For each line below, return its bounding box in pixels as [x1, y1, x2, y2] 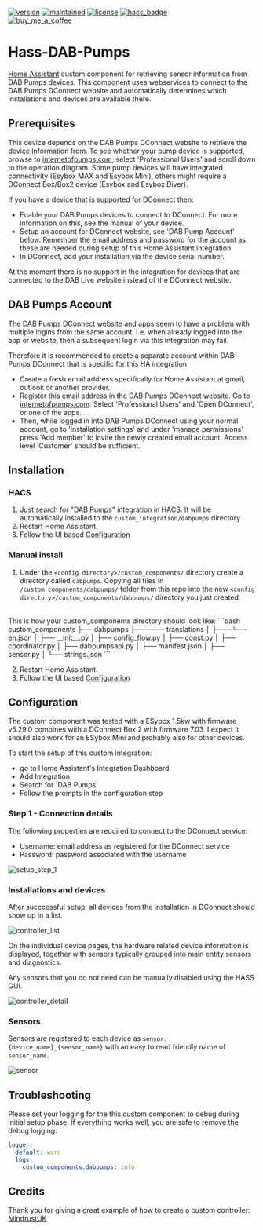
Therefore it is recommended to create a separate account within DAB [8, 350, 235, 360]
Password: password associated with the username [19, 849, 187, 859]
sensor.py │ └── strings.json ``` [8, 649, 111, 659]
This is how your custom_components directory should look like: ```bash [8, 616, 241, 626]
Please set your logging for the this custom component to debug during [8, 1109, 239, 1119]
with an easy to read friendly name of [104, 1042, 226, 1052]
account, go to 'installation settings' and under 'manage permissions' [19, 424, 243, 433]
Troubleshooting [8, 1088, 92, 1102]
